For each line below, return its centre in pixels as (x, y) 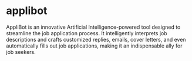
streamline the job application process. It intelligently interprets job (87, 33)
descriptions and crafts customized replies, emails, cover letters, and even (96, 39)
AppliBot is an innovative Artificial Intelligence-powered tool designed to (93, 27)
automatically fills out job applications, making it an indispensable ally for (94, 46)
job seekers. (21, 52)
